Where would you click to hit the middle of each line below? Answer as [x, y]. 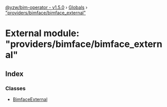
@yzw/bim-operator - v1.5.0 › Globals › [46, 7]
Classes [16, 88]
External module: [42, 33]
